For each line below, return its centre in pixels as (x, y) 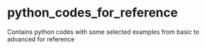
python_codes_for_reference (93, 13)
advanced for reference (41, 39)
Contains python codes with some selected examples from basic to (103, 32)
